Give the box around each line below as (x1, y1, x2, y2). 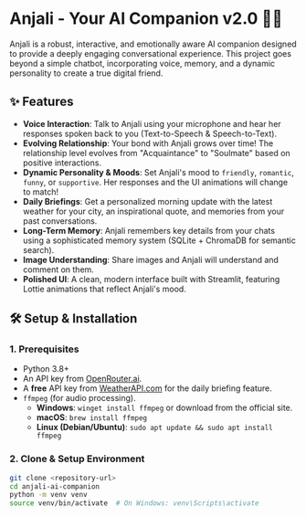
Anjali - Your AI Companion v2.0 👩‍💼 (9, 8, 283, 29)
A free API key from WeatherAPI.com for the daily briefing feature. (22, 383, 272, 394)
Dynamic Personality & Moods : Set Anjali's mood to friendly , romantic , (22, 166, 295, 177)
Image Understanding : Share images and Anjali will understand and (22, 254, 279, 265)
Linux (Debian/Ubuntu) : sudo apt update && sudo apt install (36, 422, 273, 433)
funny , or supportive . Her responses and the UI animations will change (22, 176, 289, 187)
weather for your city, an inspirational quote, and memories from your (22, 206, 285, 216)
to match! (22, 186, 59, 197)
